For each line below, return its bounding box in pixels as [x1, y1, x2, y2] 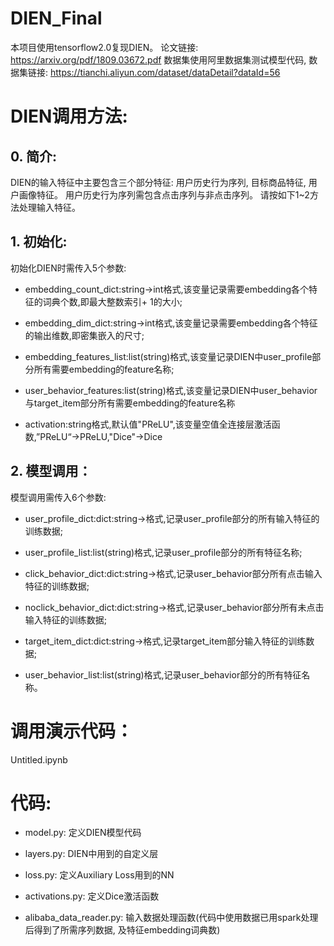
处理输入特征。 [18, 201, 81, 213]
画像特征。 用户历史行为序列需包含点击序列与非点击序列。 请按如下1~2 [18, 188, 310, 201]
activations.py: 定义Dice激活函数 [24, 890, 160, 902]
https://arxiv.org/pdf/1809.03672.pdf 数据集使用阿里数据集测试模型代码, [10, 53, 307, 66]
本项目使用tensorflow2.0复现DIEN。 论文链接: [10, 41, 199, 53]
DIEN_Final [10, 7, 103, 30]
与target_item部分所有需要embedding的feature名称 [24, 397, 236, 409]
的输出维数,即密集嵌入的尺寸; [24, 329, 145, 341]
